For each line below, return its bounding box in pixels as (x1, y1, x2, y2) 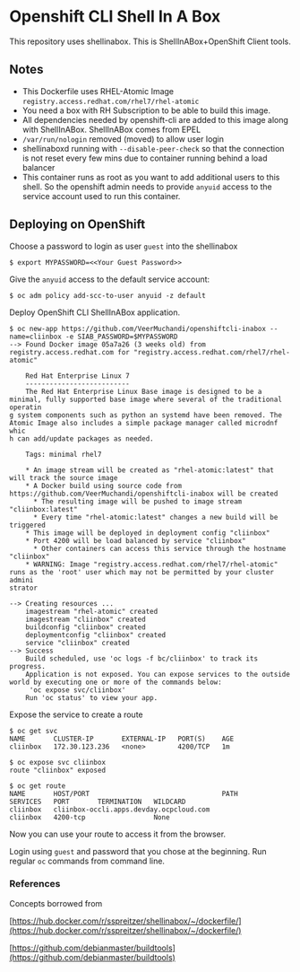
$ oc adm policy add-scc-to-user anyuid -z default (9, 291, 206, 300)
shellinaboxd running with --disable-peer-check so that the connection (21, 143, 285, 153)
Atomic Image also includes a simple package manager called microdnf (9, 418, 279, 427)
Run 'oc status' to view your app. (25, 693, 159, 702)
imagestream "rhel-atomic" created (25, 607, 159, 616)
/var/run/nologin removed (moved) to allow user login (21, 133, 225, 144)
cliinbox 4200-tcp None (9, 812, 170, 822)
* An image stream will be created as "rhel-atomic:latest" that (25, 465, 275, 475)
